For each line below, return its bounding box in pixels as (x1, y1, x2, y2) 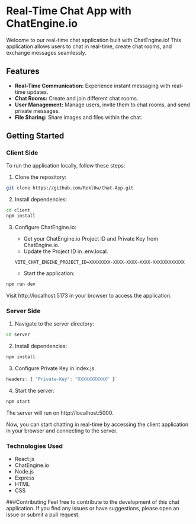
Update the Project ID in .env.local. (23, 248, 108, 255)
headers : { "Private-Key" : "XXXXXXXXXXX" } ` (6, 376, 118, 382)
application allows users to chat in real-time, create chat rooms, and (6, 43, 172, 50)
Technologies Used (6, 441, 63, 450)
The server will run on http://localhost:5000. (6, 409, 114, 416)
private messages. (14, 107, 60, 114)
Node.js (14, 468, 34, 475)
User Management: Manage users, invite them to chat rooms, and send (14, 101, 191, 108)
